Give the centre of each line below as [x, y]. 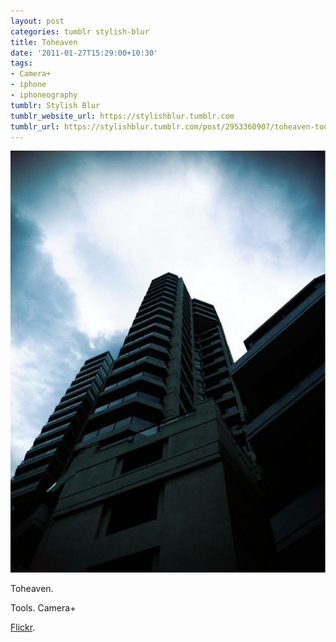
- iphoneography [44, 95]
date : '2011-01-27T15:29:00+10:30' [84, 53]
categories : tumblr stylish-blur [80, 31]
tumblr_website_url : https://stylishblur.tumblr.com [122, 116]
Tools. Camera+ [43, 607]
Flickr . [23, 627]
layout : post [37, 21]
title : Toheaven [44, 42]
